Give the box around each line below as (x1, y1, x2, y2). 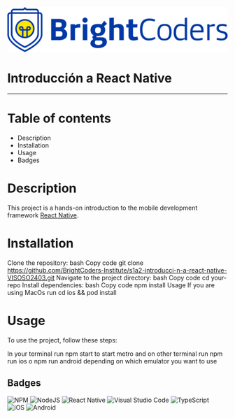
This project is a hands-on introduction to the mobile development (7, 203, 198, 212)
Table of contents (7, 110, 112, 127)
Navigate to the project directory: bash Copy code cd (55, 273, 210, 282)
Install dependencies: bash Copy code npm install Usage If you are (22, 281, 215, 289)
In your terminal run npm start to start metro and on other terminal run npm (7, 349, 223, 358)
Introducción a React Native (7, 70, 173, 86)
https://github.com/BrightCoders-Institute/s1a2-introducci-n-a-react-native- (7, 266, 227, 275)
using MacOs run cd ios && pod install (7, 289, 117, 297)
